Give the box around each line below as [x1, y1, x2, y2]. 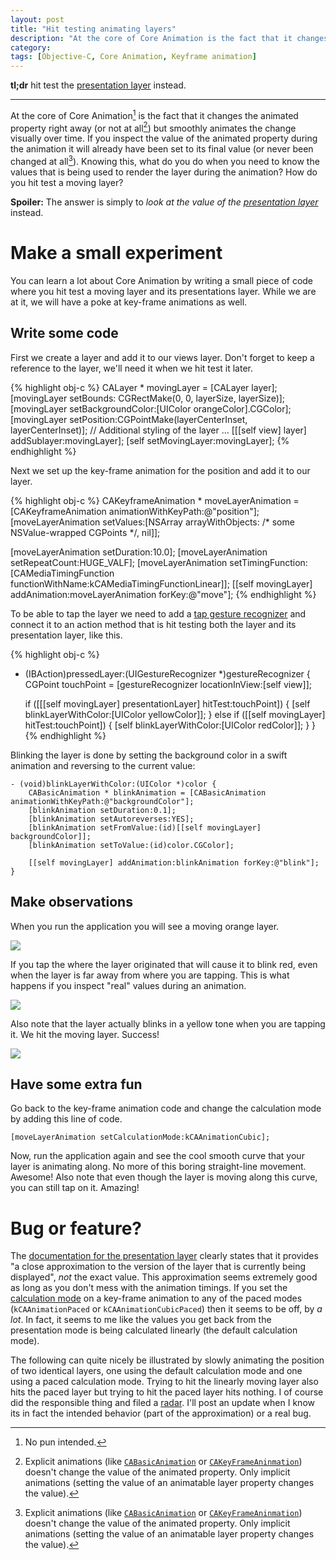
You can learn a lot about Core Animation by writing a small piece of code [10, 275, 314, 287]
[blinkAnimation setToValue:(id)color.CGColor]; [28, 840, 235, 850]
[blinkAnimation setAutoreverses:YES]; [28, 814, 195, 824]
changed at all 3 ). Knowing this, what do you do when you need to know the [10, 154, 320, 168]
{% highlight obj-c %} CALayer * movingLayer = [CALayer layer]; [10, 381, 278, 393]
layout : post [10, 14, 65, 25]
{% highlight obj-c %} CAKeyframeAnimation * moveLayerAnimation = [10, 494, 300, 506]
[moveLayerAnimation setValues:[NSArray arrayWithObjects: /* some [10, 516, 295, 528]
